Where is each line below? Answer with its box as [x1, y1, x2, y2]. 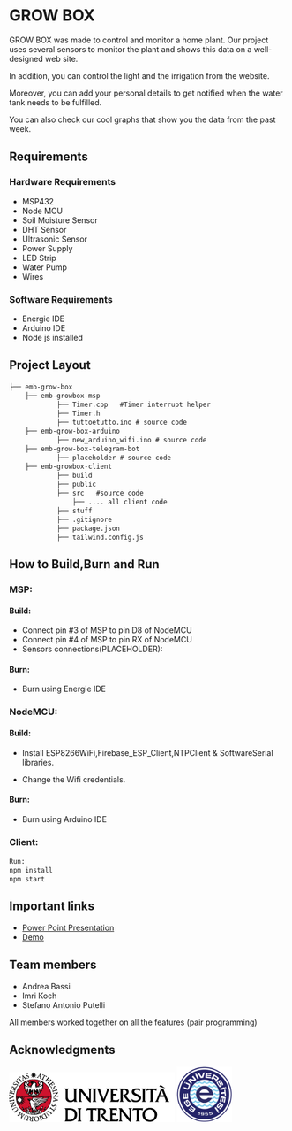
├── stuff [56, 506, 93, 515]
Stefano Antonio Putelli [21, 999, 106, 1010]
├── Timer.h [56, 409, 101, 418]
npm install [9, 866, 53, 875]
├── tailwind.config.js [56, 533, 144, 542]
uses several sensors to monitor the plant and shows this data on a [9, 43, 252, 54]
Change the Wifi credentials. [21, 773, 126, 784]
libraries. [21, 757, 55, 767]
